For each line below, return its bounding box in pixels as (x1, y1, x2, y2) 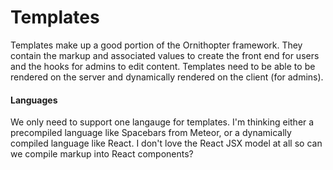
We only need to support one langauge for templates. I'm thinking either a (10, 116, 315, 128)
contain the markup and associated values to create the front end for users (10, 49, 320, 61)
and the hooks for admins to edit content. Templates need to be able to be (10, 60, 316, 72)
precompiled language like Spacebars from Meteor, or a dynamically (10, 127, 292, 139)
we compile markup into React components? (10, 148, 194, 160)
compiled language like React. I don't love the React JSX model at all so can (10, 137, 323, 150)
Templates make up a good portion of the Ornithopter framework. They (10, 39, 303, 51)
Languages (10, 94, 58, 106)
